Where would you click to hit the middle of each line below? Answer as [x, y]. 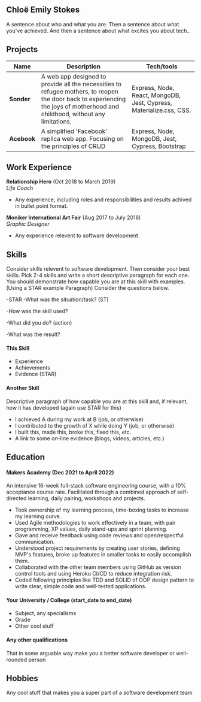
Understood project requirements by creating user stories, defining [98, 548]
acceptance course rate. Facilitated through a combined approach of [91, 492]
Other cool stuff [34, 626]
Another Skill [23, 388]
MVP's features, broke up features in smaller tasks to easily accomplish [103, 555]
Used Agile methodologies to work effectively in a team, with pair [95, 523]
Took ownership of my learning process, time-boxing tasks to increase [102, 510]
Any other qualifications [37, 640]
